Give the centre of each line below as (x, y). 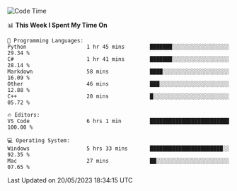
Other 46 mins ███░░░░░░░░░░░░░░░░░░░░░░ (118, 84)
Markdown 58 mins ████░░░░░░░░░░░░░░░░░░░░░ (118, 71)
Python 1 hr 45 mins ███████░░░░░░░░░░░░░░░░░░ (118, 47)
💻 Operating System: (39, 141)
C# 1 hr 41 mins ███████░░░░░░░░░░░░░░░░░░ (118, 59)
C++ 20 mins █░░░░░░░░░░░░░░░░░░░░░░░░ (118, 96)
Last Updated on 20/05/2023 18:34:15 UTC (70, 180)
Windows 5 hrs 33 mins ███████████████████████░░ (118, 149)
